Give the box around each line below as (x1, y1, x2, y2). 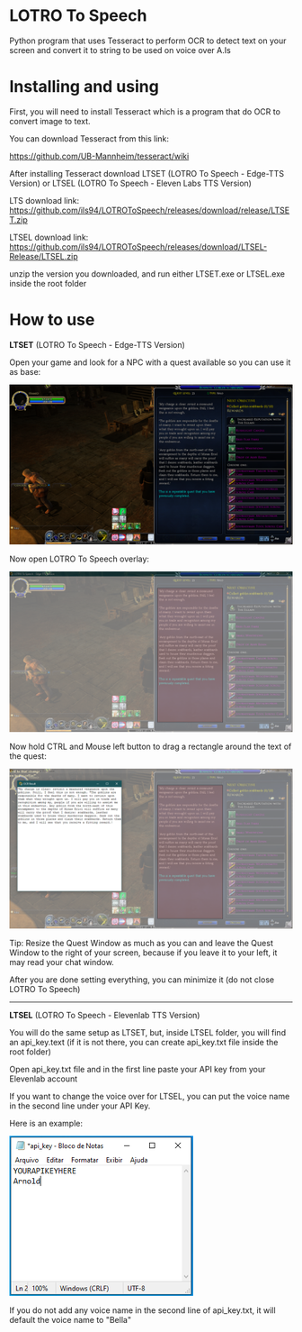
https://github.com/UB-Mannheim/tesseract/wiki (9, 151, 190, 161)
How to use (9, 310, 95, 330)
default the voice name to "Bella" (9, 1315, 132, 1326)
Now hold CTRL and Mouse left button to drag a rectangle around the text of (9, 741, 292, 752)
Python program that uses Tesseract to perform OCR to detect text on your (9, 35, 287, 46)
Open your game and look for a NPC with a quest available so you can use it (9, 357, 291, 368)
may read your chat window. (9, 957, 114, 968)
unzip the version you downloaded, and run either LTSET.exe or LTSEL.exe (9, 268, 286, 279)
